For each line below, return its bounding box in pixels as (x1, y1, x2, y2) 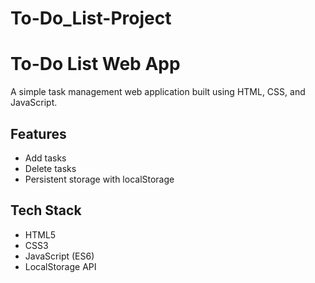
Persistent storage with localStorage (24, 173, 175, 185)
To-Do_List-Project (10, 7, 172, 30)
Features (10, 125, 67, 142)
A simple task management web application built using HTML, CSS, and (10, 86, 306, 98)
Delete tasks (24, 162, 77, 174)
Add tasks (24, 152, 67, 164)
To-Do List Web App (10, 53, 181, 76)
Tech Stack (10, 202, 82, 219)
